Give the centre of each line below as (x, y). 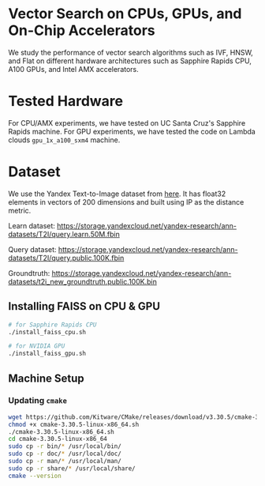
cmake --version (35, 476)
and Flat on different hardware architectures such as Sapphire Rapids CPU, (130, 61)
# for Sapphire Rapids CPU (52, 325)
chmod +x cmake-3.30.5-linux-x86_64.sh (74, 424)
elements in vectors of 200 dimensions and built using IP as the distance (126, 202)
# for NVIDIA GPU (37, 346)
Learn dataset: (32, 225)
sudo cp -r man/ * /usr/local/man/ (65, 462)
